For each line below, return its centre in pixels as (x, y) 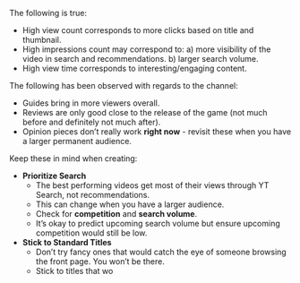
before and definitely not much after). (91, 122)
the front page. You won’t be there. (100, 262)
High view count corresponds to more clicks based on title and (138, 30)
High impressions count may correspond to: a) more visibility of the (146, 49)
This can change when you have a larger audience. (130, 204)
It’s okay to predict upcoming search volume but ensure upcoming (158, 223)
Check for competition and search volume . (116, 214)
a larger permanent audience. (77, 141)
